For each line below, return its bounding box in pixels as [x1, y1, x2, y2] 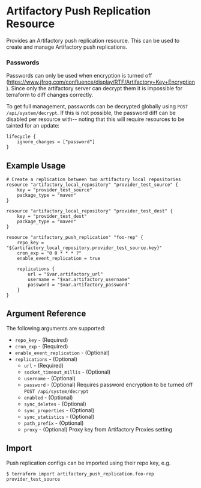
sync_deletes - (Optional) [23, 400, 87, 407]
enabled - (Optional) [23, 394, 73, 401]
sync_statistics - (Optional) [23, 413, 95, 420]
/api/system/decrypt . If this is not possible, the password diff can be [6, 110, 176, 117]
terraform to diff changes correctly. [6, 91, 94, 99]
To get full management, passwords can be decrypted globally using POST [6, 103, 188, 110]
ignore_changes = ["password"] [17, 139, 95, 145]
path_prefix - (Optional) [23, 419, 84, 427]
